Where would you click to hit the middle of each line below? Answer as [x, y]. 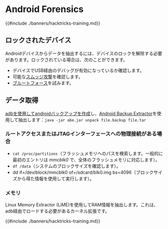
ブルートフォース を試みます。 [43, 83]
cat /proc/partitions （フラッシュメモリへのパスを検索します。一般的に [88, 153]
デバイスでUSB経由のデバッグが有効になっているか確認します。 [78, 70]
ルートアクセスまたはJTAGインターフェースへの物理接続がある [81, 134]
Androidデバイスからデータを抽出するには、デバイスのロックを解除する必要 [84, 53]
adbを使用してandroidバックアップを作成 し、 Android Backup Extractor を [81, 113]
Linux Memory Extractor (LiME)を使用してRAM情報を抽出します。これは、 [82, 205]
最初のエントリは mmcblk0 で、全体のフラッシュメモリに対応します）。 [86, 160]
